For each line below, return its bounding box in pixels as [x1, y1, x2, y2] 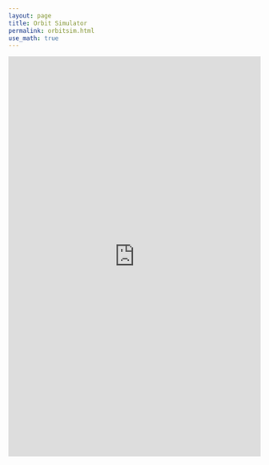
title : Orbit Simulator [8, 19, 88, 27]
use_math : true [8, 34, 59, 42]
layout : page [8, 11, 52, 20]
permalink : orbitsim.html [8, 26, 94, 34]
